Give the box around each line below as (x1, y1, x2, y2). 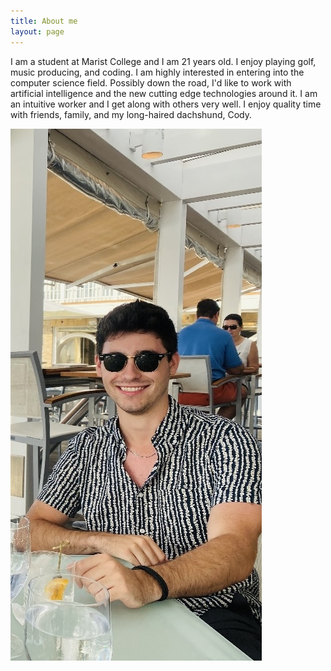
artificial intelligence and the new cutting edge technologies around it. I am (10, 87, 318, 99)
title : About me (10, 16, 78, 26)
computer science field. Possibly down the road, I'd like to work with (10, 76, 292, 89)
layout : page (10, 26, 65, 37)
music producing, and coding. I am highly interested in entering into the (10, 66, 305, 78)
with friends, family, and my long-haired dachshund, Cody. (10, 108, 252, 120)
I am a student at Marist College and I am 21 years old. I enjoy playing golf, (10, 55, 317, 67)
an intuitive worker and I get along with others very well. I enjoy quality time (10, 98, 322, 110)
